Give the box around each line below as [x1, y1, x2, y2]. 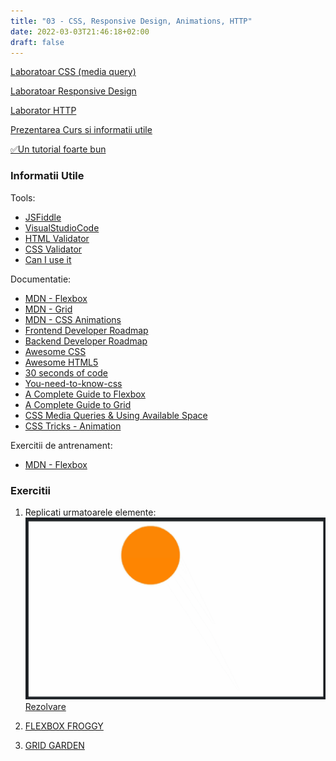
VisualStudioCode [24, 221, 100, 234]
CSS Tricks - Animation [24, 420, 122, 432]
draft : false [10, 37, 65, 47]
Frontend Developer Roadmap [24, 324, 149, 336]
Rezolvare [24, 700, 67, 712]
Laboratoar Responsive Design [10, 85, 137, 97]
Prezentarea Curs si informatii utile [10, 124, 153, 136]
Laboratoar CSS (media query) [10, 66, 137, 78]
